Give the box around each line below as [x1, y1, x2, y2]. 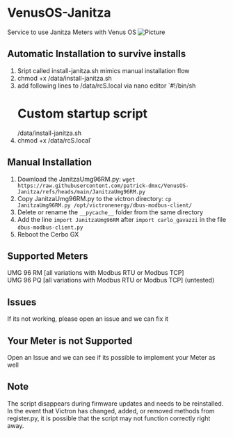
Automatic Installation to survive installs [7, 48, 186, 60]
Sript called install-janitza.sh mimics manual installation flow [17, 66, 190, 74]
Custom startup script [17, 106, 148, 121]
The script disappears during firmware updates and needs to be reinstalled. [7, 399, 224, 408]
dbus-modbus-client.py [17, 224, 83, 231]
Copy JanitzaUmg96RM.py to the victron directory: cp [17, 194, 172, 202]
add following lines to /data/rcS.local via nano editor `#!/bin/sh [17, 81, 196, 90]
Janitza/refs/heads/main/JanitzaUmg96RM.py [17, 188, 146, 196]
